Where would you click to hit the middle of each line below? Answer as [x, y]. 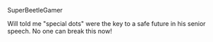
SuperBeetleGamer [35, 10]
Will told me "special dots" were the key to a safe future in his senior [107, 23]
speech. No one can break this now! [60, 31]
